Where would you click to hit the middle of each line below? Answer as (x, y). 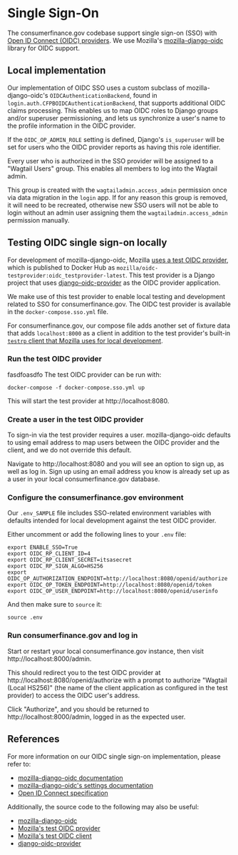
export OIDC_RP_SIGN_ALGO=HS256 (55, 566)
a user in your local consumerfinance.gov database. (84, 479)
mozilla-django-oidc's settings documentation (86, 785)
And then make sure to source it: (55, 604)
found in (145, 95)
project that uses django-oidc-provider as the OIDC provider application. (114, 283)
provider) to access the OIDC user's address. (74, 695)
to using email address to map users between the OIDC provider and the (113, 442)
